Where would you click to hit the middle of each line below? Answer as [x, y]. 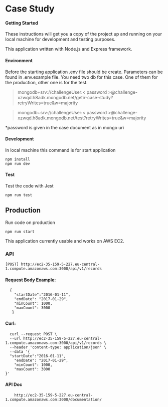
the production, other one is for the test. [46, 82]
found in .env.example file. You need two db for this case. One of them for [81, 77]
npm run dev [18, 163]
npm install [18, 159]
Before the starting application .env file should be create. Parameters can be [84, 72]
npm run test [19, 195]
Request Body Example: [31, 280]
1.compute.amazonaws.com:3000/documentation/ [53, 399]
